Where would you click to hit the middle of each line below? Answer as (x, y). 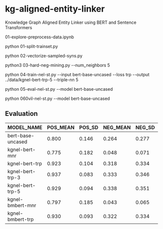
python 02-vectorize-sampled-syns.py (44, 56)
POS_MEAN (61, 127)
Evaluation (21, 114)
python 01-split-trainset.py (32, 46)
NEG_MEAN (117, 127)
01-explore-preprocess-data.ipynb (40, 37)
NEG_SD (145, 127)
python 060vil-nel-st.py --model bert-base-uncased (57, 98)
